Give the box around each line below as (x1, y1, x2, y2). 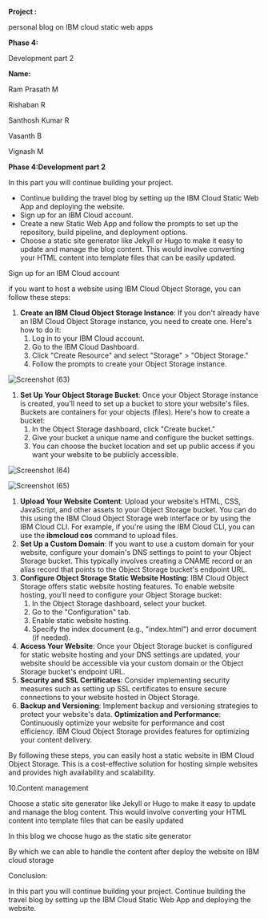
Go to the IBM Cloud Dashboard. (31, 342, 139, 351)
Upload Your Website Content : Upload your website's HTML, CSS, (19, 496, 242, 506)
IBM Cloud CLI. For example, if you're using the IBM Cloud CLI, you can (19, 522, 255, 532)
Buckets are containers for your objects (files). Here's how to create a (19, 407, 250, 416)
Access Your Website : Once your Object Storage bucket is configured (19, 642, 253, 650)
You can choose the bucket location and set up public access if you (31, 441, 255, 451)
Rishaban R (8, 100, 46, 109)
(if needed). (31, 633, 71, 642)
